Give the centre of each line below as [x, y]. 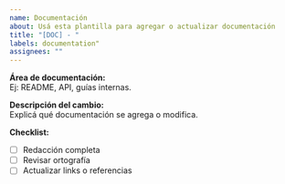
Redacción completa [61, 150]
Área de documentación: [58, 77]
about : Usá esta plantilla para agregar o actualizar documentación [142, 26]
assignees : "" [37, 52]
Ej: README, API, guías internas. [71, 87]
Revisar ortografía [57, 160]
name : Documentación [49, 18]
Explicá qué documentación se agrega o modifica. [104, 115]
